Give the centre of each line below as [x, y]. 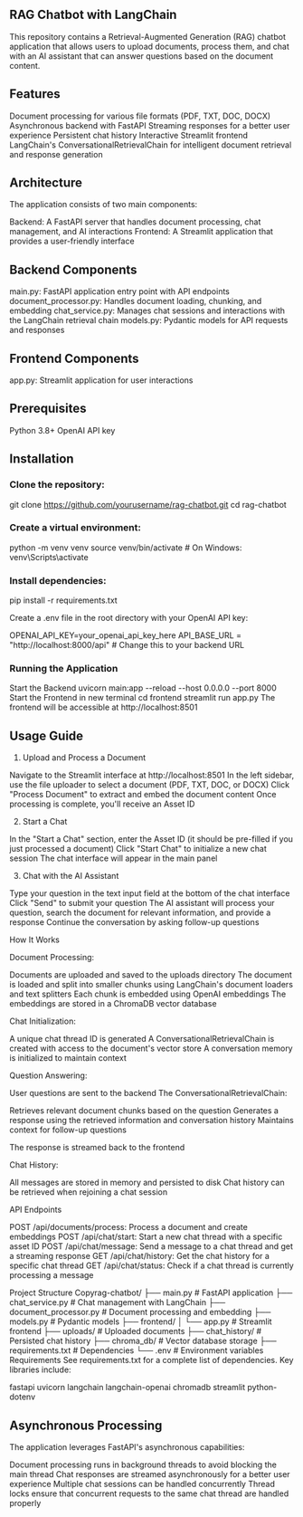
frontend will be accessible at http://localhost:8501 [104, 707]
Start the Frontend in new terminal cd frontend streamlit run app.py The [142, 698]
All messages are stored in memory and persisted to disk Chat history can [147, 1183]
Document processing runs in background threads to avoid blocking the [143, 1465]
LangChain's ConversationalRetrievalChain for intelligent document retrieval [151, 145]
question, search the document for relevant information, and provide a [140, 912]
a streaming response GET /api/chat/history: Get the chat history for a [139, 1256]
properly [25, 1503]
